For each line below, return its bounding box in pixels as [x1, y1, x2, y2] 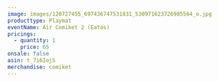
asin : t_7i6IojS [7, 57, 56, 64]
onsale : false [7, 51, 50, 58]
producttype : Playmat [7, 17, 72, 24]
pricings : [7, 30, 37, 38]
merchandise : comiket [7, 63, 72, 71]
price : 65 [20, 43, 50, 51]
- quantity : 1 [14, 37, 56, 44]
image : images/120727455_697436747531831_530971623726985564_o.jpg [7, 10, 213, 18]
